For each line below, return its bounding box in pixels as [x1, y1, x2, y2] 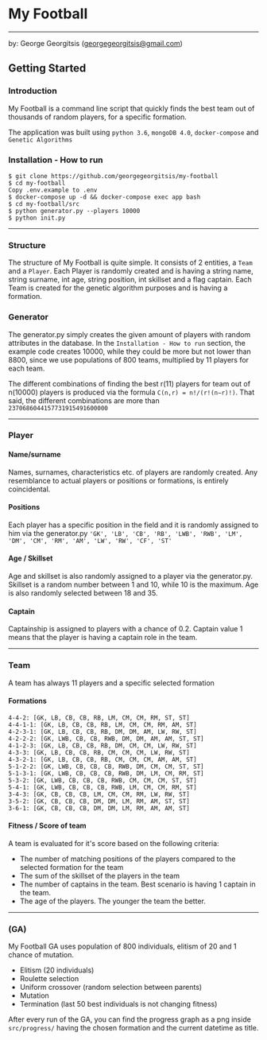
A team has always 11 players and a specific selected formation [8, 677, 215, 688]
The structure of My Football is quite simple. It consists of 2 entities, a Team [8, 258, 253, 267]
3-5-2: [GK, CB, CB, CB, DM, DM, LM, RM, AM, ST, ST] [8, 797, 191, 805]
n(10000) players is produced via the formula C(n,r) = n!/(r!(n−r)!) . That [8, 387, 255, 397]
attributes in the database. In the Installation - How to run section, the [8, 338, 246, 347]
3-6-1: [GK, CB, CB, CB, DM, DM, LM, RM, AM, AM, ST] [8, 804, 191, 812]
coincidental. [8, 484, 51, 494]
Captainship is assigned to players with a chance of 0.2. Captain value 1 [8, 624, 243, 634]
